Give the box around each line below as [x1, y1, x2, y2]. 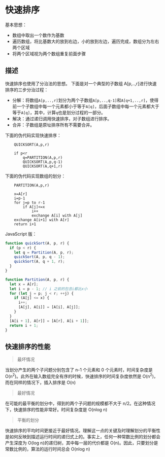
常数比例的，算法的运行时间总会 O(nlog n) [5, 446, 90, 452]
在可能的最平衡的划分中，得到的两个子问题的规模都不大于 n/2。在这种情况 [5, 400, 156, 406]
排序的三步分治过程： [5, 87, 48, 93]
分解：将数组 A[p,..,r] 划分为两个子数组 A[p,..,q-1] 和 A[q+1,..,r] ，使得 [12, 97, 159, 103]
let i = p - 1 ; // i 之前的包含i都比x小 [9, 286, 88, 291]
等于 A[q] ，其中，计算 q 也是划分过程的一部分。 [12, 109, 106, 115]
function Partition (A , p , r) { [5, 277, 69, 282]
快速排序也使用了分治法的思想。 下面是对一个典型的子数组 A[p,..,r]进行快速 [5, 80, 157, 86]
